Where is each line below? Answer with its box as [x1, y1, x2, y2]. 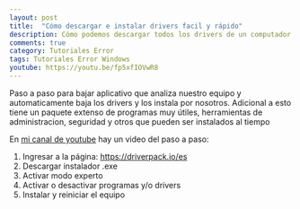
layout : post [9, 13, 58, 22]
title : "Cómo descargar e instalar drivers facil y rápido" [9, 22, 243, 30]
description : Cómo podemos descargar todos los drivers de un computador [9, 30, 292, 39]
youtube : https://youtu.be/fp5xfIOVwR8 [9, 64, 159, 73]
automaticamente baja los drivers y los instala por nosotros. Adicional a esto [9, 97, 292, 108]
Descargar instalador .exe [22, 161, 119, 171]
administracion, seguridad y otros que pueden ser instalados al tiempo [9, 116, 270, 126]
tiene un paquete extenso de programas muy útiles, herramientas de [9, 107, 263, 118]
